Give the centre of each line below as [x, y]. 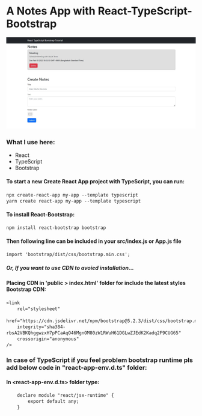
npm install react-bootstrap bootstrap [56, 228]
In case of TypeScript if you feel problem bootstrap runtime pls [100, 360]
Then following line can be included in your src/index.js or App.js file [94, 241]
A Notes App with [51, 11]
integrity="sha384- [41, 327]
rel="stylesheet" [39, 309]
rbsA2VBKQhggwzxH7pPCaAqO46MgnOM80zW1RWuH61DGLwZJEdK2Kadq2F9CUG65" [94, 333]
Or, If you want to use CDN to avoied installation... [70, 268]
